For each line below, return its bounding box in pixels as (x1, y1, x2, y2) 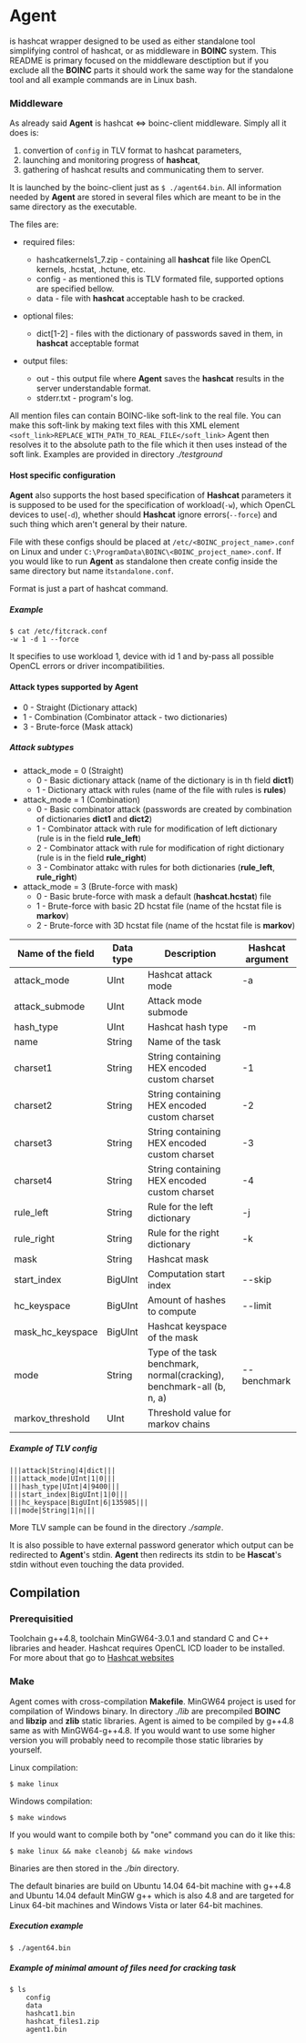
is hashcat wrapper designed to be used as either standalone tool (9, 36, 256, 46)
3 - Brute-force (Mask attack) (22, 721, 134, 732)
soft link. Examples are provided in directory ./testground (9, 449, 223, 460)
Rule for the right (147, 1226, 220, 1239)
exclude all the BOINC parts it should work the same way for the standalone (9, 65, 294, 76)
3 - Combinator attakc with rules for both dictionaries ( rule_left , (36, 861, 275, 872)
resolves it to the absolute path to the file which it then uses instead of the (9, 439, 288, 451)
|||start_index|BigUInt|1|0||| (9, 1489, 128, 1499)
